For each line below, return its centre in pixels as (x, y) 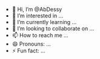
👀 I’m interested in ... (38, 16)
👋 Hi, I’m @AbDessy (37, 9)
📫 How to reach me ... (40, 35)
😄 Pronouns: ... (32, 44)
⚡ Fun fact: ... (28, 51)
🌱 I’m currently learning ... (44, 22)
